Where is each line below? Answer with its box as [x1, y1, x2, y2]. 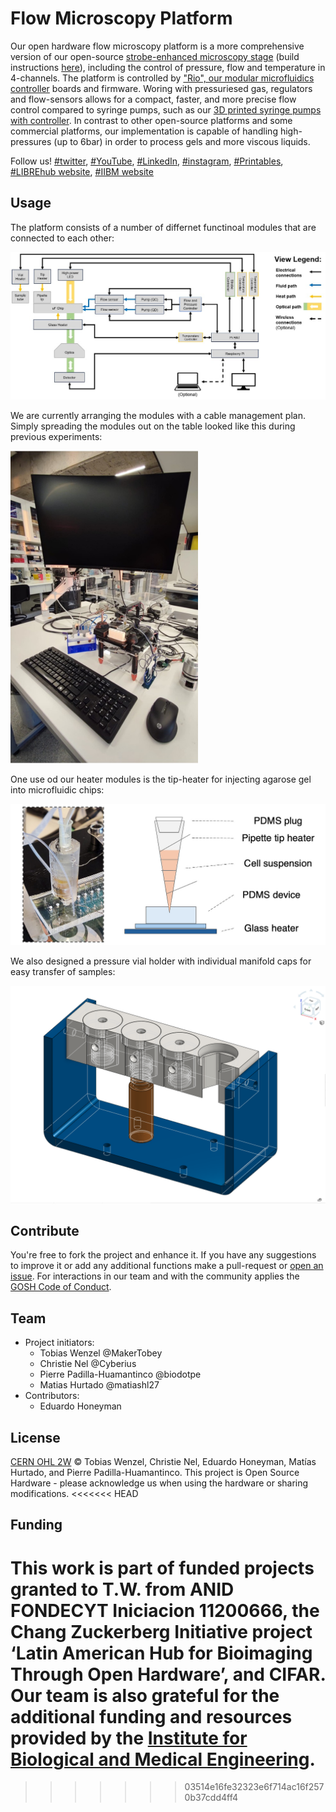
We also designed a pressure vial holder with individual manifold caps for [10, 955, 312, 967]
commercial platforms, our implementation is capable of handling [10, 125, 278, 137]
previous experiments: [10, 431, 103, 443]
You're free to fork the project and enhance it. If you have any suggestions [10, 1249, 317, 1261]
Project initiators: [24, 1337, 95, 1349]
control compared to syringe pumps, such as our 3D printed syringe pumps [10, 103, 322, 116]
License [10, 1429, 61, 1446]
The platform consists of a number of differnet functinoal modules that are [10, 221, 317, 233]
